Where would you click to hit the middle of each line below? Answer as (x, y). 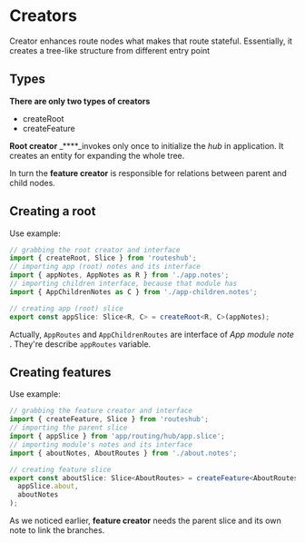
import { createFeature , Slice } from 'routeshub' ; (109, 420)
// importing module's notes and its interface (101, 444)
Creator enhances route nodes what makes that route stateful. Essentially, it (151, 41)
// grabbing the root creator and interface (95, 250)
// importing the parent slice (69, 428)
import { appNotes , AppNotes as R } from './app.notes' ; (119, 275)
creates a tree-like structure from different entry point (110, 50)
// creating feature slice (60, 469)
